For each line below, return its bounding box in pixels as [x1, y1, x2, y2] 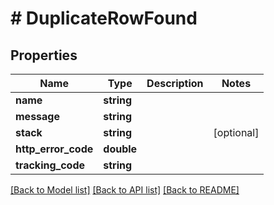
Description [146, 77, 204, 90]
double [103, 142, 138, 156]
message [15, 110, 60, 123]
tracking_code [15, 158, 86, 172]
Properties [10, 47, 78, 64]
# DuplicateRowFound [10, 7, 198, 30]
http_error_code [15, 142, 94, 156]
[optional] [213, 126, 260, 139]
